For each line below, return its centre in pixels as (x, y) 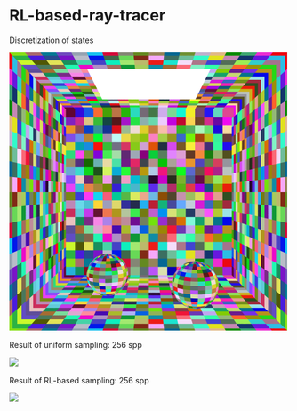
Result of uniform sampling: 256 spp (76, 344)
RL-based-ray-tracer (88, 16)
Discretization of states (52, 40)
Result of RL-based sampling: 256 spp (79, 380)
